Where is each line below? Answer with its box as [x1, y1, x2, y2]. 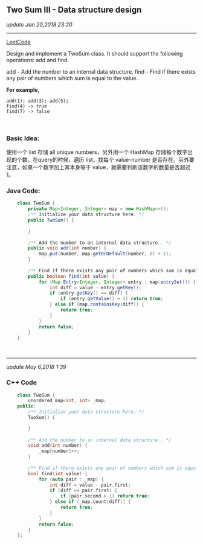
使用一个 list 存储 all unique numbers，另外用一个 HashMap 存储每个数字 [6, 149, 188, 156]
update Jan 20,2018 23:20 [6, 21, 72, 28]
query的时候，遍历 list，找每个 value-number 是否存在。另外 [37, 156, 189, 164]
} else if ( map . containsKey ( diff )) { [49, 301, 145, 307]
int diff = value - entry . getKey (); [49, 284, 142, 290]
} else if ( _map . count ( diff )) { [49, 499, 131, 505]
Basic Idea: [6, 134, 40, 142]
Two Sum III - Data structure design [6, 5, 142, 15]
